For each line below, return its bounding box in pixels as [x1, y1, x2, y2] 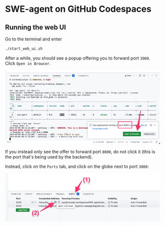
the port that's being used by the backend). [5, 154, 93, 160]
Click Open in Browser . [5, 60, 51, 66]
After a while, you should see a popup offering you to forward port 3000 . [5, 55, 151, 61]
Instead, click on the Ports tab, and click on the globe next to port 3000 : [5, 163, 149, 169]
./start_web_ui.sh [5, 46, 43, 51]
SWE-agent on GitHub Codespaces [5, 3, 152, 15]
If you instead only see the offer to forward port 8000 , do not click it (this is [5, 149, 156, 155]
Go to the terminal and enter [5, 36, 62, 42]
